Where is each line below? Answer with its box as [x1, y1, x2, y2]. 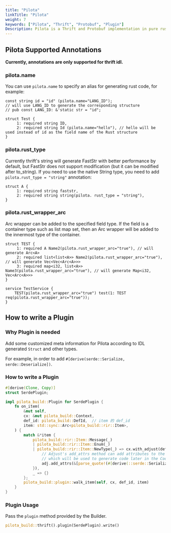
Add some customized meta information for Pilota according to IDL [5, 340, 145, 346]
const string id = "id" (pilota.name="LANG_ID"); [5, 99, 113, 104]
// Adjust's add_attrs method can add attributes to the [41, 451, 165, 457]
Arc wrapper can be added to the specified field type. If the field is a [5, 221, 149, 227]
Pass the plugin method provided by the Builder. [5, 513, 107, 519]
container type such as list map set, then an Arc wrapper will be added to [5, 226, 159, 232]
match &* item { [23, 432, 56, 438]
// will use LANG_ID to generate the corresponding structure [5, 103, 140, 108]
